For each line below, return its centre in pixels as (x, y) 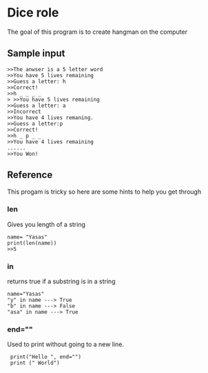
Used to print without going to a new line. (65, 344)
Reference (30, 175)
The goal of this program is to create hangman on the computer (97, 32)
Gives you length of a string (46, 224)
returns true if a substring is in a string (61, 281)
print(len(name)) (32, 243)
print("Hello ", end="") (45, 357)
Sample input (36, 53)
